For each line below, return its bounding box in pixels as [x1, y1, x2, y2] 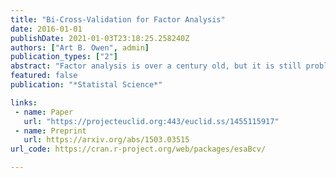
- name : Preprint [14, 126, 87, 136]
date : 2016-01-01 [10, 24, 83, 34]
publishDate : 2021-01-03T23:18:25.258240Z [10, 33, 190, 43]
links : [10, 97, 38, 108]
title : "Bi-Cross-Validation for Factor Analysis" [10, 14, 226, 25]
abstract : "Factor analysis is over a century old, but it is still [10, 61, 302, 71]
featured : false [10, 71, 78, 81]
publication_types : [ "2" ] [10, 52, 118, 62]
